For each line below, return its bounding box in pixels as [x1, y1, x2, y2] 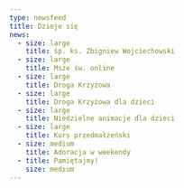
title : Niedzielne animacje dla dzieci [25, 114, 176, 123]
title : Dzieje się [9, 22, 78, 31]
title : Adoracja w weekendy [25, 147, 131, 156]
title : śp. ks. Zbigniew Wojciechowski [25, 47, 176, 56]
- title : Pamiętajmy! [17, 155, 99, 165]
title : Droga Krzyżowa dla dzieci [25, 97, 155, 107]
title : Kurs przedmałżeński [25, 131, 131, 140]
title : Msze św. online [25, 64, 115, 73]
